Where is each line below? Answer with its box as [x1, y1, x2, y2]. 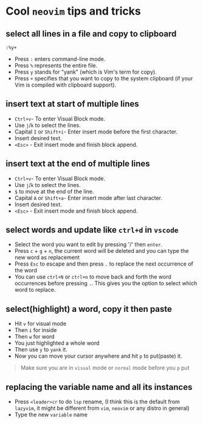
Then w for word [14, 333, 55, 341]
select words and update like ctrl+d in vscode [5, 225, 179, 235]
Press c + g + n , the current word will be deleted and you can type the [14, 247, 189, 255]
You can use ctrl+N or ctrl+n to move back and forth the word [14, 273, 171, 281]
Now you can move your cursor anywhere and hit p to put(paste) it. [14, 352, 182, 360]
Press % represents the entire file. [14, 62, 98, 69]
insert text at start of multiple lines [5, 99, 139, 109]
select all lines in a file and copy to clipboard [5, 29, 177, 39]
